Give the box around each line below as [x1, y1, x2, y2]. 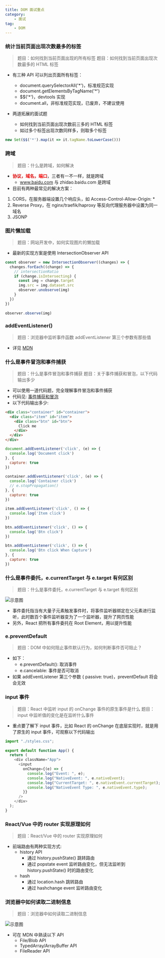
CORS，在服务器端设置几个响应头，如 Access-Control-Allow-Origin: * [12, 196, 155, 202]
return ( [9, 753, 28, 757]
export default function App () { [5, 748, 74, 753]
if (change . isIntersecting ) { [14, 274, 77, 278]
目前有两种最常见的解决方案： [12, 185, 73, 191]
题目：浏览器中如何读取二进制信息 [17, 911, 87, 917]
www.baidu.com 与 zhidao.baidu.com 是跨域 [19, 179, 111, 185]
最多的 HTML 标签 [21, 62, 58, 68]
